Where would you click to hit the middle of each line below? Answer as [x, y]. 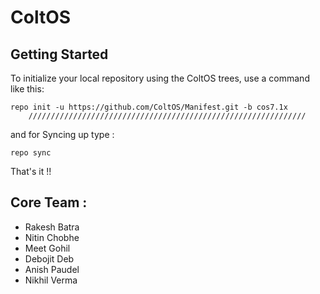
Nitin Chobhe [52, 237]
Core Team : [49, 202]
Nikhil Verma [51, 280]
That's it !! [31, 171]
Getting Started [59, 54]
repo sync [31, 153]
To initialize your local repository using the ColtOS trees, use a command [160, 78]
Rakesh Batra [52, 227]
